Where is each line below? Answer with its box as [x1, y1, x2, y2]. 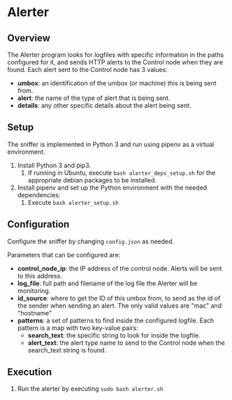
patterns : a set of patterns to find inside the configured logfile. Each [17, 316, 215, 324]
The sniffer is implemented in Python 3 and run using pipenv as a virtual [7, 140, 215, 148]
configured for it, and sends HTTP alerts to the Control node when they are [7, 58, 224, 66]
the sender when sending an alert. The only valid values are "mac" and [17, 301, 222, 310]
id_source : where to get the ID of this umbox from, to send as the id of [17, 294, 221, 302]
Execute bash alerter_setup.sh [27, 198, 119, 206]
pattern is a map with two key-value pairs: [17, 323, 138, 332]
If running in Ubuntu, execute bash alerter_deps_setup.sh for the [27, 169, 216, 177]
